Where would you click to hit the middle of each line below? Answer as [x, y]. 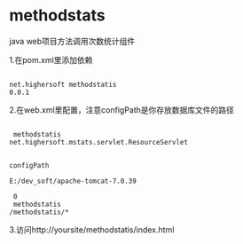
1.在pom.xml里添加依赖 [51, 59]
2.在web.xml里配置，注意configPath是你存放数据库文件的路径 [122, 110]
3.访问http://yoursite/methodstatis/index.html [92, 229]
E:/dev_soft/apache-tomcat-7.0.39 [73, 181]
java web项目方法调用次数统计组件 [72, 41]
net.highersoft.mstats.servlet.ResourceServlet [99, 142]
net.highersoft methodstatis [63, 84]
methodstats [57, 16]
